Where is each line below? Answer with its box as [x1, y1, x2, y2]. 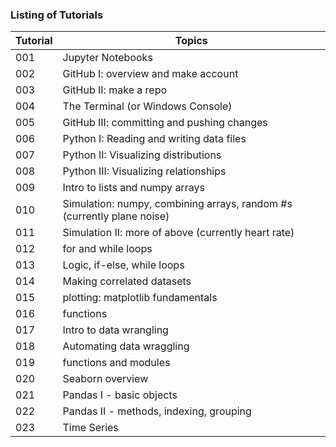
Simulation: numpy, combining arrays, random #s [62, 197, 293, 211]
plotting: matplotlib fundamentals [62, 291, 218, 305]
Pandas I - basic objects [62, 388, 178, 402]
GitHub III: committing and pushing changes [62, 116, 268, 130]
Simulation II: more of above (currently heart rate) [62, 226, 295, 240]
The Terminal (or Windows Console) [62, 99, 233, 113]
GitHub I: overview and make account [62, 67, 239, 81]
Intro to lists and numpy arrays [62, 181, 205, 195]
